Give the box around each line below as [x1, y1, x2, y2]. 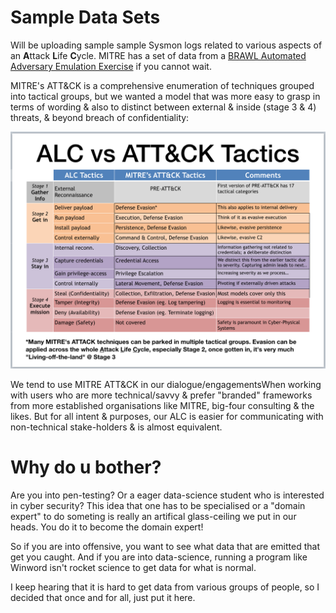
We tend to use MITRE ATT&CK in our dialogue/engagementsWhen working [10, 378, 322, 390]
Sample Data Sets [10, 6, 161, 29]
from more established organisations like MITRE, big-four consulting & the [10, 399, 315, 411]
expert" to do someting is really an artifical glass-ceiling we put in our [10, 510, 297, 522]
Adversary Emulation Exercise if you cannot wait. [10, 60, 212, 72]
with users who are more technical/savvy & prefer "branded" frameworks [10, 389, 313, 401]
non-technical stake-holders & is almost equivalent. [10, 421, 223, 433]
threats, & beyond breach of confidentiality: [10, 111, 190, 123]
